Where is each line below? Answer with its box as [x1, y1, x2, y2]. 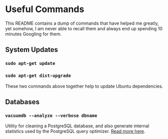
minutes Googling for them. [5, 31, 62, 37]
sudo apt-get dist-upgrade [5, 73, 71, 79]
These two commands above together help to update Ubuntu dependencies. [5, 83, 163, 89]
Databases [5, 97, 40, 106]
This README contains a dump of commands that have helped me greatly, [5, 20, 159, 26]
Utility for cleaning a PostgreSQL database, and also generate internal [5, 123, 149, 129]
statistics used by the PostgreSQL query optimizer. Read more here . [5, 128, 145, 134]
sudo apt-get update [5, 60, 56, 66]
